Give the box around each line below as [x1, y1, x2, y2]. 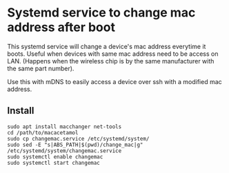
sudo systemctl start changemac [7, 159, 100, 166]
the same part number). [7, 64, 74, 72]
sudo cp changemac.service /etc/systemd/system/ [7, 135, 150, 142]
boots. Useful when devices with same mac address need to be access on [7, 50, 219, 58]
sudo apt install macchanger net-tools [7, 123, 122, 130]
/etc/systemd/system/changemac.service [7, 147, 122, 154]
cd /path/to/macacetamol [7, 129, 79, 136]
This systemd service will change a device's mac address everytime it [7, 42, 206, 50]
